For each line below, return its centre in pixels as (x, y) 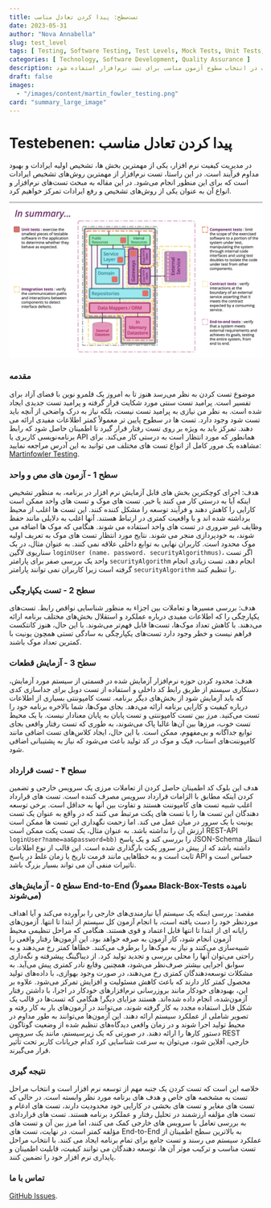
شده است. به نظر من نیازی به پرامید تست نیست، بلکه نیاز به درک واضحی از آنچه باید (135, 410)
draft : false (31, 77)
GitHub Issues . (34, 1196)
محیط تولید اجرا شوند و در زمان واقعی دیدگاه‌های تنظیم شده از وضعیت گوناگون (127, 1025)
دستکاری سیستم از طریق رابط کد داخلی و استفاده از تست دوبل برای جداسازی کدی (134, 689)
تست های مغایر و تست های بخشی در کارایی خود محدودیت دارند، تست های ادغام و (132, 1106)
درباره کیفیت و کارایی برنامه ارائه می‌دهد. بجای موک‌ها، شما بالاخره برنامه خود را (129, 706)
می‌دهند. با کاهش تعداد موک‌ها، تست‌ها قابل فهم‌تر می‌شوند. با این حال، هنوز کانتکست (136, 625)
